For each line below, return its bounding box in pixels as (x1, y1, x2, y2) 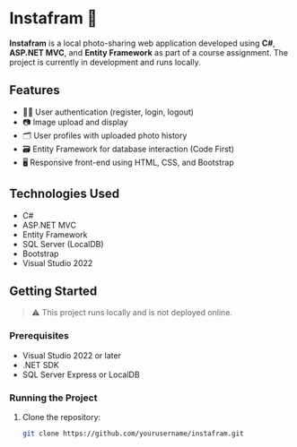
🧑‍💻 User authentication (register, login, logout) (22, 107, 195, 117)
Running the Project (9, 391, 98, 404)
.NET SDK (22, 359, 60, 370)
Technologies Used (9, 186, 119, 202)
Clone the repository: (22, 411, 101, 422)
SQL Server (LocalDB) (22, 238, 105, 249)
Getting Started (9, 283, 98, 298)
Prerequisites (9, 330, 69, 342)
